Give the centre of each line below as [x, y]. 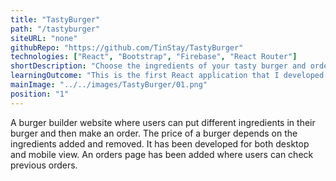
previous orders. [44, 165]
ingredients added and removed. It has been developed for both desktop [160, 143]
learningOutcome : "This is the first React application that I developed [167, 76]
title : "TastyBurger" [55, 19]
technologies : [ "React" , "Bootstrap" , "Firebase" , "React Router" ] [154, 57]
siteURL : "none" [44, 38]
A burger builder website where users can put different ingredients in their [163, 122]
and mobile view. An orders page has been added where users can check [162, 154]
